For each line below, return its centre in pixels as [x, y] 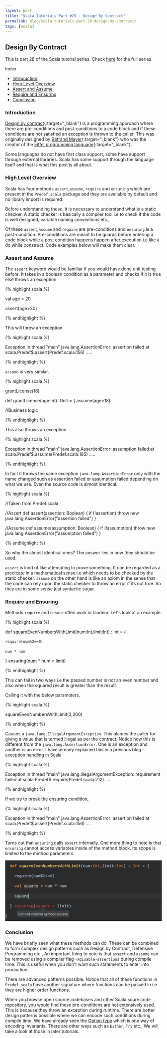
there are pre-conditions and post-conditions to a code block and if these [80, 129]
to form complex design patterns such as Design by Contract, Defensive [79, 948]
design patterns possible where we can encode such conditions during [78, 1015]
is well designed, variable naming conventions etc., [57, 219]
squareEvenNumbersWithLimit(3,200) [44, 714]
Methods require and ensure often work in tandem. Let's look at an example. [83, 613]
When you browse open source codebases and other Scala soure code [78, 999]
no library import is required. [34, 199]
